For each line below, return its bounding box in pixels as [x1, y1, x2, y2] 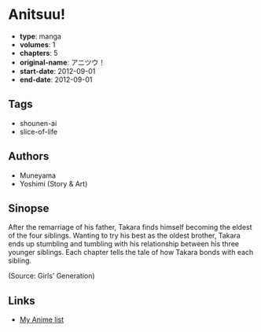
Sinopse [8, 201, 50, 215]
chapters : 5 [19, 48, 58, 57]
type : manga [19, 31, 61, 41]
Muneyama [19, 171, 57, 180]
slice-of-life [19, 127, 57, 136]
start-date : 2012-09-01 [19, 66, 96, 76]
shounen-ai [19, 118, 57, 127]
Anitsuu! [8, 6, 65, 24]
